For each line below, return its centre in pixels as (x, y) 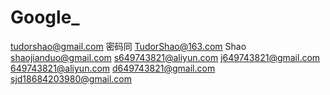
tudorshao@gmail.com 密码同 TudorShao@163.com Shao (128, 46)
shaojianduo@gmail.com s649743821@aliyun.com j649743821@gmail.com (165, 57)
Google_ (45, 17)
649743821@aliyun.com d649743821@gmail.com (113, 68)
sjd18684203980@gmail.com (71, 78)
